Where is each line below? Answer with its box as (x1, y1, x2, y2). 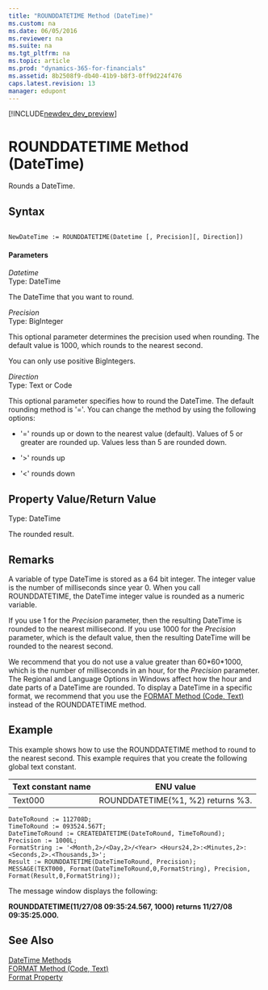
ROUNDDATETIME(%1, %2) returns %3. (98, 795, 253, 806)
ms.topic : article (8, 57, 70, 65)
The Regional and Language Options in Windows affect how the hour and (8, 673, 252, 683)
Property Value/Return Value (8, 492, 157, 505)
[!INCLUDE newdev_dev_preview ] (8, 109, 117, 119)
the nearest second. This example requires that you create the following (8, 753, 248, 763)
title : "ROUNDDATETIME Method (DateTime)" (8, 11, 153, 20)
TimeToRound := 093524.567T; (8, 822, 107, 830)
